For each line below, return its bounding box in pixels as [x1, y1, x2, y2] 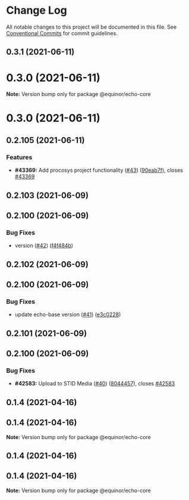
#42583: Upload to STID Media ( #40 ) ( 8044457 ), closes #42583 [14, 380, 175, 387]
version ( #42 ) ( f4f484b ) [14, 242, 73, 249]
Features [6, 153, 33, 161]
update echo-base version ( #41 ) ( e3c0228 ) [14, 311, 121, 318]
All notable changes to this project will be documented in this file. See [6, 23, 177, 30]
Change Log [6, 4, 67, 17]
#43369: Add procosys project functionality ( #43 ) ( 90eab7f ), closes [14, 166, 183, 174]
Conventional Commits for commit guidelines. [6, 29, 118, 36]
